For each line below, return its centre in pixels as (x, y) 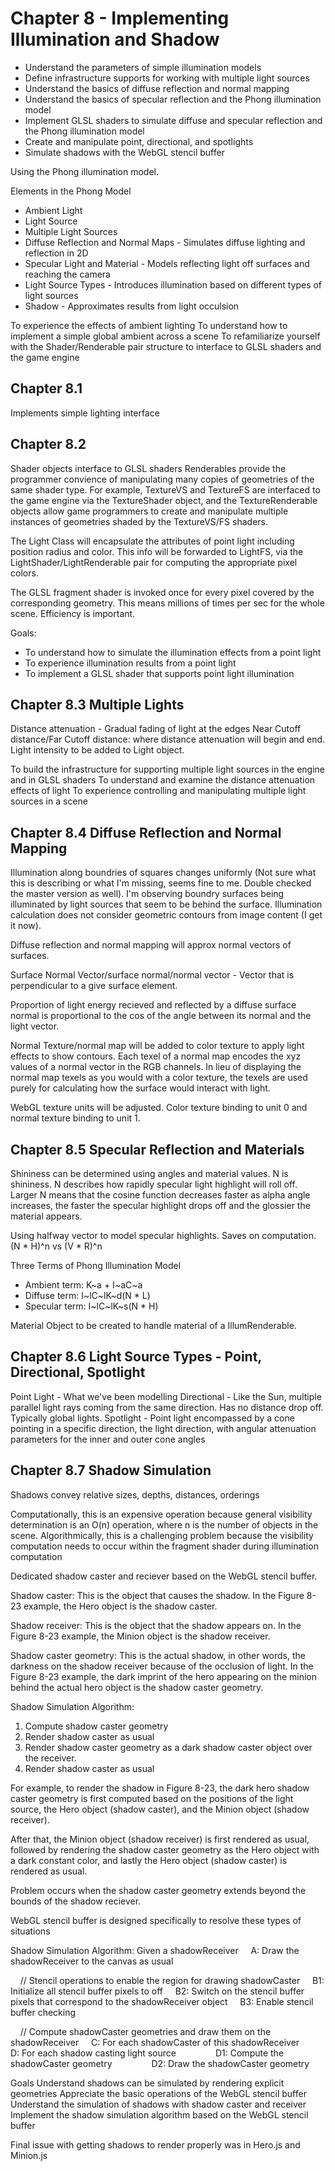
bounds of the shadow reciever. (76, 1901)
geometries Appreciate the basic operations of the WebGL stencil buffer (158, 2093)
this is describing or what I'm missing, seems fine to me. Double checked (161, 883)
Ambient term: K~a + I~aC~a (83, 1285)
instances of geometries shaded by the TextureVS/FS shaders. (139, 521)
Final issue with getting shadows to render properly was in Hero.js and (155, 2144)
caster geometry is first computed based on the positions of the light (152, 1798)
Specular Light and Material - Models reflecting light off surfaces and (167, 263)
